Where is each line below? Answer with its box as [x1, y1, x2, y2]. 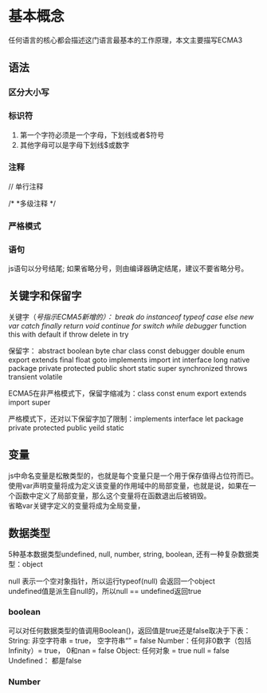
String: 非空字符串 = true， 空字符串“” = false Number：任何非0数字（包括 [8, 635, 252, 645]
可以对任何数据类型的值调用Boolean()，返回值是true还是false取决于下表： [8, 625, 251, 635]
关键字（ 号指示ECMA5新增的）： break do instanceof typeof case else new [8, 312, 254, 321]
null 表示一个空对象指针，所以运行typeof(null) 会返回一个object [8, 576, 215, 586]
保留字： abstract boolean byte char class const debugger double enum [8, 345, 245, 356]
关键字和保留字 [8, 289, 82, 303]
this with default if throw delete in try [8, 329, 129, 339]
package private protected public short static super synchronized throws [8, 363, 248, 372]
